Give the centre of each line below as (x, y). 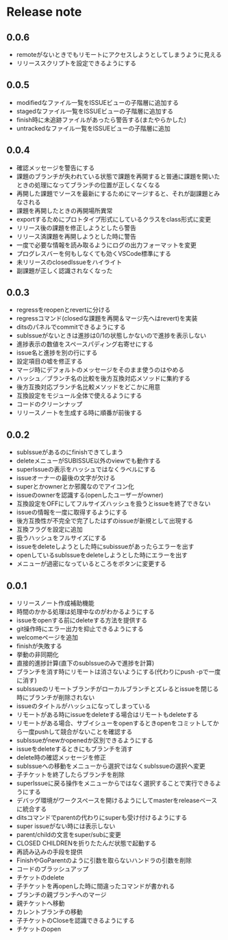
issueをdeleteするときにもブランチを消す (75, 749)
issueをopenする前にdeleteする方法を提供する (82, 620)
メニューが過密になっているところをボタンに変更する (91, 564)
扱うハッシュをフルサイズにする (61, 538)
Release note (44, 12)
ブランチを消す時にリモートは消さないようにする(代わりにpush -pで (113, 672)
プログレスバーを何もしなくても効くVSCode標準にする (94, 253)
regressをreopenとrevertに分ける (63, 310)
